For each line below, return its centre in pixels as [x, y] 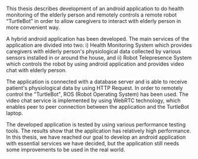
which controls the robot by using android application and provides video [95, 64]
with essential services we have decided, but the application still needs [92, 143]
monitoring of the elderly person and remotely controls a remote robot [92, 15]
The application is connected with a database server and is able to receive [97, 82]
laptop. [15, 113]
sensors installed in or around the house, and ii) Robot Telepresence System [99, 58]
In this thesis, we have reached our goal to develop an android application [96, 137]
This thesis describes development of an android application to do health [95, 9]
